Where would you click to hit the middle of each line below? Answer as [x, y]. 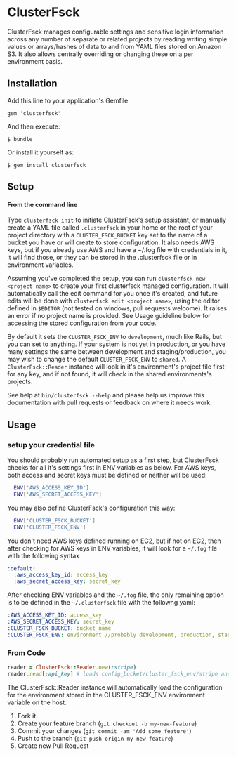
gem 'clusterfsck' [34, 113]
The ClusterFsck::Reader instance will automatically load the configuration [115, 687]
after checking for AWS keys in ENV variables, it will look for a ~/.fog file [112, 548]
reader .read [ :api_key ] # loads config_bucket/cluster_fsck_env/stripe [113, 674]
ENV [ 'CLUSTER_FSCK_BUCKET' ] [55, 520]
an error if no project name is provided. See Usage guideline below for [109, 316]
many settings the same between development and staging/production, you [117, 352]
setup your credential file [51, 445]
